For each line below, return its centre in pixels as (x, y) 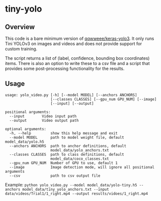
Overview (20, 27)
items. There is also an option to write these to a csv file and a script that (77, 63)
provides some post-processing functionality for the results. (65, 68)
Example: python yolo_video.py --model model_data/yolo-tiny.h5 (71, 184)
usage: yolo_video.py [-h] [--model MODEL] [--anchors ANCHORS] (71, 95)
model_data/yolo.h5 (25, 142)
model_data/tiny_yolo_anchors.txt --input (66, 189)
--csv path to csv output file (55, 176)
